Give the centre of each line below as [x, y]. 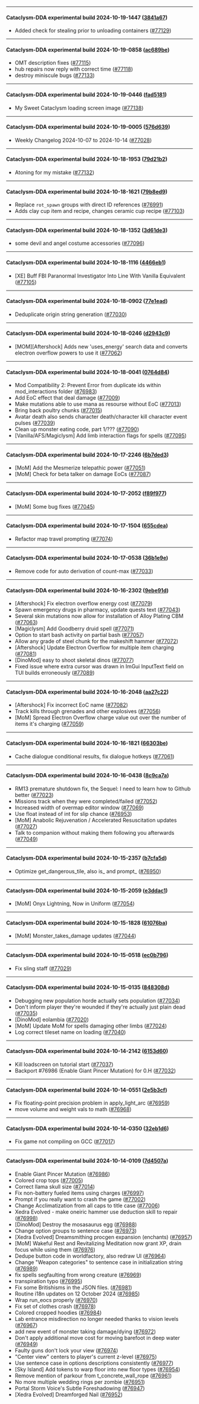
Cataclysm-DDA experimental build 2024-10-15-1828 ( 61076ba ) [87, 923]
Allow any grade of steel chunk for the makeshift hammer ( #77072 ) [97, 642]
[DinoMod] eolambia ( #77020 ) [52, 1019]
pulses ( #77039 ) [35, 423]
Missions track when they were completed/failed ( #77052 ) [86, 801]
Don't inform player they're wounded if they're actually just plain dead [100, 1007]
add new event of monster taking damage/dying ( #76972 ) [85, 1331]
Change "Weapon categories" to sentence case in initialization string [99, 1262]
